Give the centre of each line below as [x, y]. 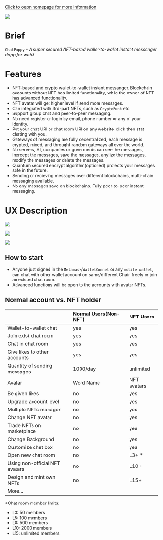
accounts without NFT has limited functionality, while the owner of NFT [83, 93]
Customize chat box [30, 447]
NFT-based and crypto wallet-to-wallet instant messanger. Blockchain [82, 88]
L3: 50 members [28, 513]
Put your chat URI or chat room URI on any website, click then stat [78, 129]
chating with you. [29, 134]
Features [23, 74]
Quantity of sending [30, 366]
